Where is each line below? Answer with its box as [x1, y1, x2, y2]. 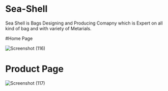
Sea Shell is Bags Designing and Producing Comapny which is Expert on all [5, 20, 163, 26]
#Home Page [5, 35, 33, 41]
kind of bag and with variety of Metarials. [5, 25, 92, 31]
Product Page [5, 63, 64, 75]
